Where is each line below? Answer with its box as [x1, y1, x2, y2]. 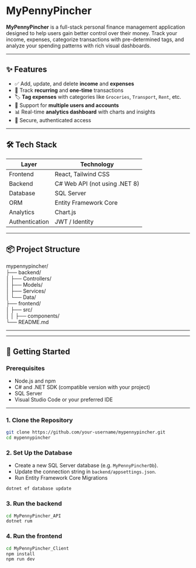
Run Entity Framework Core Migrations [14, 474, 108, 481]
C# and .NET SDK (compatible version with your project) [14, 384, 150, 391]
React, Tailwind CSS [54, 170, 110, 178]
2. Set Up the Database [6, 449, 73, 457]
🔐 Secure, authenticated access [14, 116, 92, 123]
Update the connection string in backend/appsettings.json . [14, 468, 156, 475]
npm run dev [6, 556, 35, 562]
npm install [6, 551, 35, 557]
